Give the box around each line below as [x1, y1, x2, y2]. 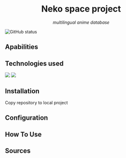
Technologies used [5, 59, 64, 67]
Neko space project [41, 3, 121, 15]
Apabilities [5, 43, 39, 51]
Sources [5, 147, 31, 155]
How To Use [5, 130, 42, 139]
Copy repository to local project [5, 99, 68, 105]
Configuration [5, 114, 48, 122]
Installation [5, 87, 40, 95]
